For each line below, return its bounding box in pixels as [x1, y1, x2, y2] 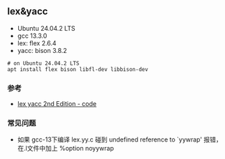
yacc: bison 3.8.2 [17, 46, 68, 54]
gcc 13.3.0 [17, 31, 48, 40]
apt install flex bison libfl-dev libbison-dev [7, 66, 149, 73]
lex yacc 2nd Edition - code [17, 100, 96, 108]
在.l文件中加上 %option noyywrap [17, 144, 114, 153]
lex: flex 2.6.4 [17, 38, 57, 47]
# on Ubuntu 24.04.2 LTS [7, 59, 80, 67]
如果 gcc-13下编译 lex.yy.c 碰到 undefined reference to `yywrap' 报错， [17, 135, 222, 144]
